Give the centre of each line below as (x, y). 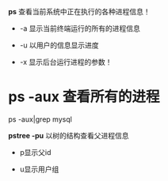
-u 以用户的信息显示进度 (59, 45)
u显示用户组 (39, 169)
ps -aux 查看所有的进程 (84, 97)
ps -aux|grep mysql (40, 119)
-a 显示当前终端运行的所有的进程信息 (80, 28)
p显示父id (35, 152)
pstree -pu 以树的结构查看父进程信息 (69, 135)
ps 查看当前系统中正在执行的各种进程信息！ (79, 11)
